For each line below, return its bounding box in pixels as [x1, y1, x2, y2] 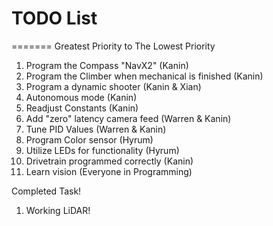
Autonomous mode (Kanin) [25, 91, 138, 103]
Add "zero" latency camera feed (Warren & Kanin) [25, 112, 232, 124]
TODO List [11, 7, 98, 30]
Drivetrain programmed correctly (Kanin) [25, 155, 194, 167]
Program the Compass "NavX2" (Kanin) [25, 59, 189, 71]
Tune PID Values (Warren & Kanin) [25, 123, 167, 135]
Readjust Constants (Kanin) [25, 102, 139, 114]
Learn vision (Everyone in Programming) [25, 165, 193, 177]
